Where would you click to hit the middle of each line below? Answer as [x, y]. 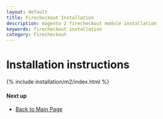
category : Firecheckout [37, 35]
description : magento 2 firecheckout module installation [81, 23]
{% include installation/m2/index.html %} [58, 82]
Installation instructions [68, 65]
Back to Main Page [39, 109]
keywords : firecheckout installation [54, 29]
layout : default [27, 12]
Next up [17, 96]
